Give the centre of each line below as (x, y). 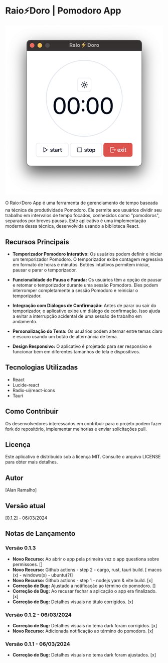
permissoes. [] (27, 564)
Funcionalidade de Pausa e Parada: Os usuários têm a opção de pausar (87, 280)
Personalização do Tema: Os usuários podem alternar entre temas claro (88, 331)
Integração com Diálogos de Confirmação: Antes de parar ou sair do (84, 305)
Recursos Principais (37, 242)
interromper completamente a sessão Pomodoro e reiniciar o (75, 290)
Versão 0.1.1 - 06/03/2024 (38, 644)
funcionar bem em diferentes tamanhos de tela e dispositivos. (76, 352)
